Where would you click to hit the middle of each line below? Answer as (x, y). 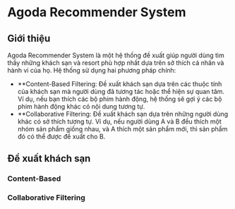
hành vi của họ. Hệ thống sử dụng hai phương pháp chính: (92, 70)
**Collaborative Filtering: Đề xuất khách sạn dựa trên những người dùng (123, 114)
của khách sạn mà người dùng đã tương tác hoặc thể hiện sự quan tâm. (121, 91)
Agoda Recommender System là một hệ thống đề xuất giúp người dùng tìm (116, 55)
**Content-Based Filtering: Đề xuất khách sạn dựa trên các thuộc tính (120, 84)
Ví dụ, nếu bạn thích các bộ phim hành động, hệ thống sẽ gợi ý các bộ (120, 99)
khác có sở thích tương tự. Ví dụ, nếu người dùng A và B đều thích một (119, 121)
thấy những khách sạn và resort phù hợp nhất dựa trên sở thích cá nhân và (116, 63)
